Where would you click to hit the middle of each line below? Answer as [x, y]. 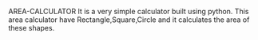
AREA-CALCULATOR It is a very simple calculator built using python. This [129, 11]
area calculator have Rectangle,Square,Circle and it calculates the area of [129, 20]
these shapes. [32, 28]
